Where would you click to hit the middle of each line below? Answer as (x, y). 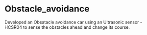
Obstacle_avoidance (47, 9)
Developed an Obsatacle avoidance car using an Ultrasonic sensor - (73, 22)
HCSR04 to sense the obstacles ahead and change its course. (67, 27)
